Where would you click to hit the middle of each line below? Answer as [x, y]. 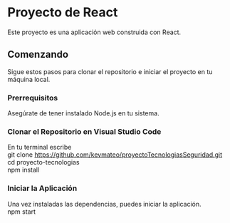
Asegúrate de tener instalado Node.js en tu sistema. [83, 113]
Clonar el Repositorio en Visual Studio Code [84, 131]
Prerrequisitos [33, 98]
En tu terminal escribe [40, 147]
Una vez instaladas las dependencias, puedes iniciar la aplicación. [104, 204]
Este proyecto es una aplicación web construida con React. [94, 32]
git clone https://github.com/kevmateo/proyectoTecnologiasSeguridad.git [115, 155]
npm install [23, 170]
